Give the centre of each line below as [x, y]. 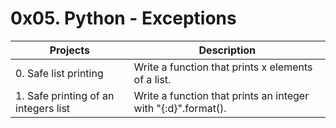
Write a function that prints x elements [223, 67]
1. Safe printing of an [65, 95]
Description [227, 50]
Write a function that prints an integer [221, 95]
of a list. [152, 79]
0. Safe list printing [59, 73]
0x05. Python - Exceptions [123, 18]
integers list [43, 108]
